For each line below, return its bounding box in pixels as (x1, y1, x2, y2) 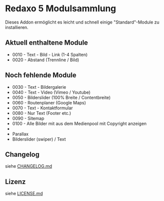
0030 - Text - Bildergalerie (12, 84, 66, 90)
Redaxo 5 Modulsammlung (5, 3, 116, 14)
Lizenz (5, 177, 26, 186)
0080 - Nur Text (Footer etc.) (12, 110, 71, 116)
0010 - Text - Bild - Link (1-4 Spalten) (12, 51, 88, 57)
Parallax (12, 131, 29, 137)
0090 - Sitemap (12, 115, 44, 121)
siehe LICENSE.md (5, 191, 43, 197)
